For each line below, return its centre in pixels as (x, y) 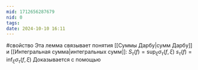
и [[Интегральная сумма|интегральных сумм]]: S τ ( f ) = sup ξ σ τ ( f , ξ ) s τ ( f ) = (99, 53)
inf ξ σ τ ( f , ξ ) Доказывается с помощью (54, 60)
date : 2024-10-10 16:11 (36, 28)
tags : (13, 23)
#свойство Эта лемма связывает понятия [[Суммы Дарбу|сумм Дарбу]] (99, 45)
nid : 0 (14, 17)
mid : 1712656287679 (31, 12)
